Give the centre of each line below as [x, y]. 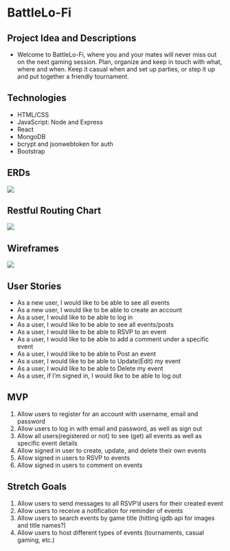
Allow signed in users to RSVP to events [73, 457]
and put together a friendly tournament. [73, 76]
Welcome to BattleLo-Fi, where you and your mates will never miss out [117, 54]
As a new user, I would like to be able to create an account [100, 310]
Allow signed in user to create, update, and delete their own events [112, 450]
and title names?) [42, 525]
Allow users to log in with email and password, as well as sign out [110, 429]
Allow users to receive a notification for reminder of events [100, 510]
